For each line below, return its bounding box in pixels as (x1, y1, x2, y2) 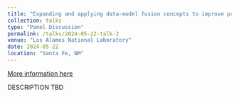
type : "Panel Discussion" (7, 23, 84, 30)
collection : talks (7, 17, 62, 24)
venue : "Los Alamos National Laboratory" (7, 37, 132, 44)
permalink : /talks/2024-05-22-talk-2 (7, 30, 119, 38)
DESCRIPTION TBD (7, 83, 64, 91)
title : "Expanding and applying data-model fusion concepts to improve (7, 10, 224, 18)
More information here (7, 69, 73, 78)
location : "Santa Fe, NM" (7, 50, 84, 57)
